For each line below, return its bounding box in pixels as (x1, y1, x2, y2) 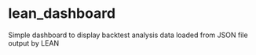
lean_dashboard (8, 5, 116, 22)
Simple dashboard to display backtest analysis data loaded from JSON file (8, 30, 249, 40)
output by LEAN (8, 38, 60, 47)
